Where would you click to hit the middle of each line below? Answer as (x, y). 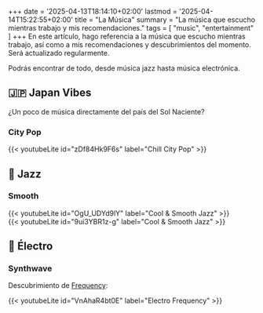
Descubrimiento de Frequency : (58, 286)
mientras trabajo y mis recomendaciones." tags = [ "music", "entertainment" (131, 28)
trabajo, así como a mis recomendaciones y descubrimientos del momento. (130, 45)
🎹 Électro (31, 246)
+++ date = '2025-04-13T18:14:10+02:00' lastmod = (93, 11)
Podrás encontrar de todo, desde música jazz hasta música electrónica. (124, 68)
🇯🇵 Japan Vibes (50, 93)
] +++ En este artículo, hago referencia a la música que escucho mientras (127, 36)
